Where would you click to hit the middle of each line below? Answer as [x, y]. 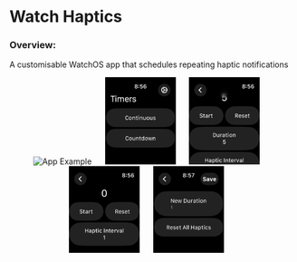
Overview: [33, 45]
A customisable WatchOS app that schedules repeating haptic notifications [149, 64]
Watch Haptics [66, 17]
